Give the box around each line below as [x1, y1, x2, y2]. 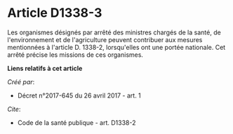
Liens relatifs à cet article [7, 64, 83, 72]
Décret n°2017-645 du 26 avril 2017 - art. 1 [17, 91, 142, 100]
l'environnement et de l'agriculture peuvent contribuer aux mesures [7, 35, 203, 43]
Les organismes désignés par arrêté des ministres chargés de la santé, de [7, 28, 221, 36]
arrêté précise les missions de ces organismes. [7, 51, 144, 59]
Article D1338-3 [7, 5, 102, 21]
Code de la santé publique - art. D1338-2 [17, 118, 136, 127]
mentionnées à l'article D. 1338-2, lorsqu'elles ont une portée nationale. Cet [7, 43, 226, 51]
